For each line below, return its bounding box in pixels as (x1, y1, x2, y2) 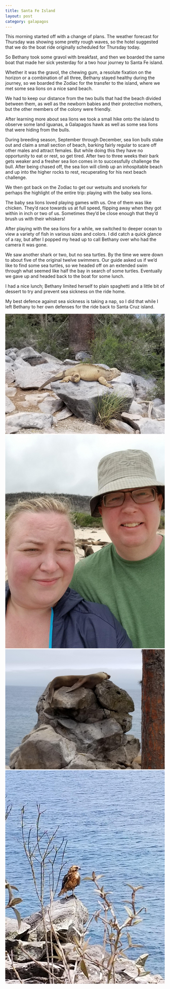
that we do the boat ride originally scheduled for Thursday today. (5, 44, 141, 50)
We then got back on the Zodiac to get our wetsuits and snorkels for (5, 184, 148, 191)
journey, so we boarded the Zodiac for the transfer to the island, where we (5, 80, 160, 86)
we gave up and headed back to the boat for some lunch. (5, 273, 125, 280)
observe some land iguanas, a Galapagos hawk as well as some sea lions (5, 121, 158, 128)
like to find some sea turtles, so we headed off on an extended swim (5, 262, 148, 269)
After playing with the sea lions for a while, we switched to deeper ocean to (5, 226, 162, 232)
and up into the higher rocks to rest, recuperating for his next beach (5, 169, 147, 175)
